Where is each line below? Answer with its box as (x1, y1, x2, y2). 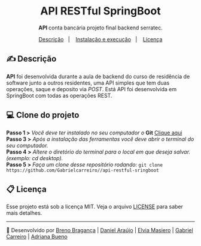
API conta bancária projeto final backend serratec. (38, 24, 163, 31)
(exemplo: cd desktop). (6, 154, 63, 161)
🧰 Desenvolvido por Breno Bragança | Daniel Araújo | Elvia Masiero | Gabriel (6, 227, 193, 234)
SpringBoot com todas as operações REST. (6, 92, 112, 99)
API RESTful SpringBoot (40, 4, 161, 18)
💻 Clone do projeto (6, 110, 80, 121)
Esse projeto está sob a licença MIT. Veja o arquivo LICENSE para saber (6, 203, 184, 211)
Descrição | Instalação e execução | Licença (38, 35, 163, 43)
